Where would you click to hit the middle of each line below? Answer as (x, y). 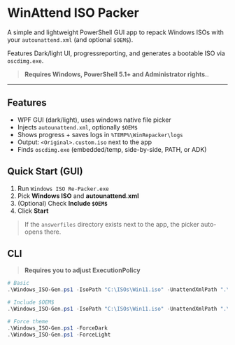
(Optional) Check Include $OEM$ (63, 203)
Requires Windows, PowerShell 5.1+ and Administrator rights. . (116, 74)
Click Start (33, 211)
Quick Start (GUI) (45, 172)
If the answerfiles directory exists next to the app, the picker (112, 224)
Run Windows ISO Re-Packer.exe (63, 188)
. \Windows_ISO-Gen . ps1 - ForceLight (59, 335)
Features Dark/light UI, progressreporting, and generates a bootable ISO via (116, 53)
